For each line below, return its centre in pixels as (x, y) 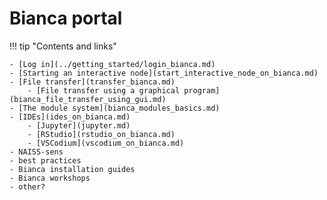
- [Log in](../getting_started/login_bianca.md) (112, 64)
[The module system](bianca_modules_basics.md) (119, 108)
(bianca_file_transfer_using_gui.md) (88, 99)
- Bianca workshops (50, 178)
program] (202, 90)
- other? (27, 187)
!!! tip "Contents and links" (63, 46)
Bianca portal (66, 18)
